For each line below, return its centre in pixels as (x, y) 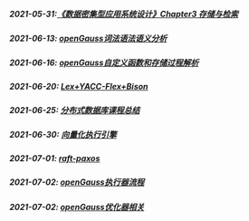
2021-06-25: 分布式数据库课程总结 (75, 110)
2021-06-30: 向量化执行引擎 (63, 135)
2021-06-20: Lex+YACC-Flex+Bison (79, 86)
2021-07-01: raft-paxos (55, 158)
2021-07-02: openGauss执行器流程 (77, 182)
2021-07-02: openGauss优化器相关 (77, 207)
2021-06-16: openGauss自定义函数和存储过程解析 (104, 62)
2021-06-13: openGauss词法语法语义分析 (88, 38)
